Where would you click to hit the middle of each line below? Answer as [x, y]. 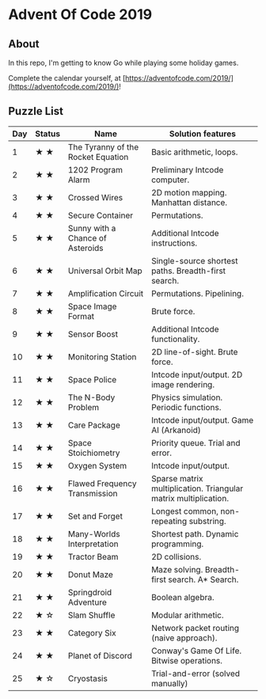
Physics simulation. [187, 397]
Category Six [92, 633]
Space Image [92, 306]
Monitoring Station [102, 356]
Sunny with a [92, 228]
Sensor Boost [93, 334]
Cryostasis [88, 678]
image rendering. [183, 384]
